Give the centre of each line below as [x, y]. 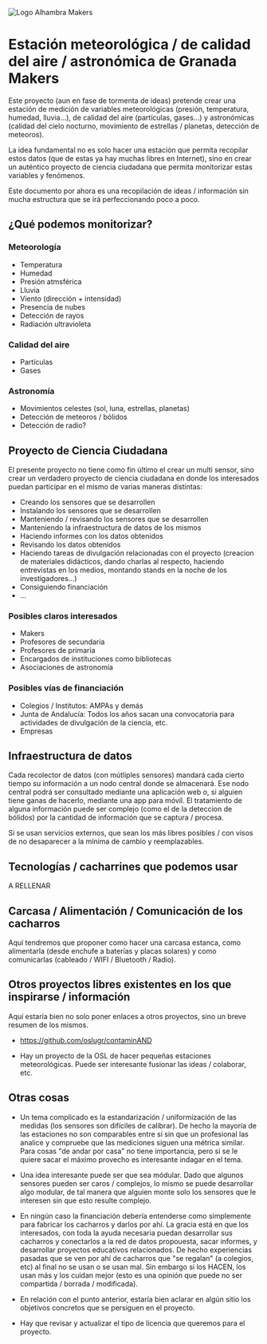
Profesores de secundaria [62, 642]
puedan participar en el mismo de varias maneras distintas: [106, 487]
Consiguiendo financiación [64, 587]
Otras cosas [39, 1098]
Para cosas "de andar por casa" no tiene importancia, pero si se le [129, 1151]
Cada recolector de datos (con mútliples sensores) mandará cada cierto [126, 775]
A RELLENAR [29, 886]
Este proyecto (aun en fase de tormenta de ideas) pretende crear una [122, 101]
